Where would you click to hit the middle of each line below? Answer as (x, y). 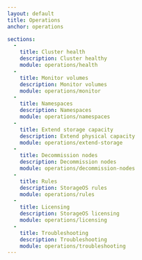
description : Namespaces (56, 111)
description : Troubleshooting (64, 239)
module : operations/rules (57, 194)
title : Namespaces (46, 104)
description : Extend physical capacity (78, 136)
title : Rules (39, 181)
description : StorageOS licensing (70, 214)
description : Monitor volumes (64, 84)
